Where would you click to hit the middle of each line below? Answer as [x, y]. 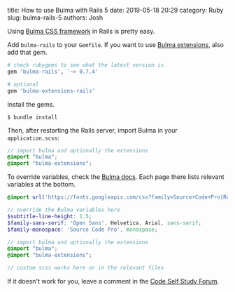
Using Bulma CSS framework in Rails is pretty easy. [81, 31]
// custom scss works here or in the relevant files [86, 268]
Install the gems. [31, 104]
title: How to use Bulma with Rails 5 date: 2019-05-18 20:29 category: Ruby [115, 10]
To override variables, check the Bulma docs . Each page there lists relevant [116, 177]
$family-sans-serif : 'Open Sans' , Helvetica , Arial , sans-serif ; [104, 223]
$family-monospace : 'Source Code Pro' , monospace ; [83, 230]
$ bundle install [33, 117]
